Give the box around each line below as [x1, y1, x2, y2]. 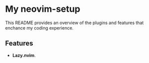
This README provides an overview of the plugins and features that [5, 20, 144, 26]
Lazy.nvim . [12, 52, 36, 58]
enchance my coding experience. [5, 25, 74, 31]
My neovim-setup [5, 3, 80, 15]
